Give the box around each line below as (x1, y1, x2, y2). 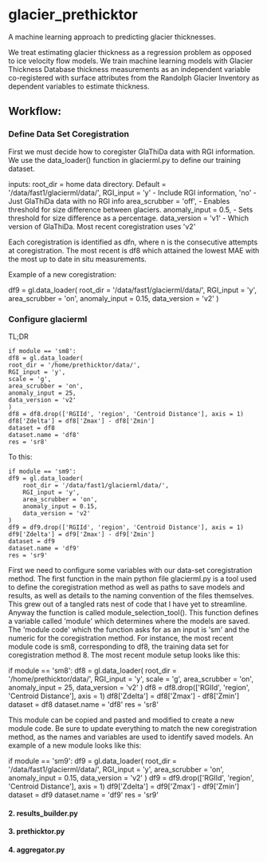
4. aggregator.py (8, 844, 65, 854)
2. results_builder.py (8, 808, 78, 818)
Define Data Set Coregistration (8, 129, 130, 140)
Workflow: (8, 105, 62, 118)
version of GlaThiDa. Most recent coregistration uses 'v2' (8, 221, 196, 231)
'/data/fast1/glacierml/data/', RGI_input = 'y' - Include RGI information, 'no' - (8, 188, 257, 197)
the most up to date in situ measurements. (8, 254, 147, 264)
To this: (8, 451, 33, 461)
